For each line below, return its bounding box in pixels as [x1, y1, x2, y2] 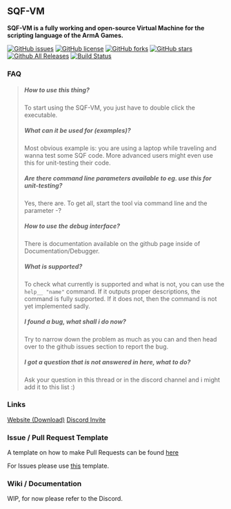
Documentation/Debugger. [23, 247, 100, 255]
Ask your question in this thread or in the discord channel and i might [23, 375, 221, 384]
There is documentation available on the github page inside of [23, 239, 201, 247]
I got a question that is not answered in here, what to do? [23, 358, 191, 366]
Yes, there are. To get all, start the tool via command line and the [23, 199, 208, 207]
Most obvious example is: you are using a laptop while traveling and [23, 144, 217, 152]
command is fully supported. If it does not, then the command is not [23, 294, 217, 302]
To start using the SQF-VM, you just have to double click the [23, 103, 195, 112]
